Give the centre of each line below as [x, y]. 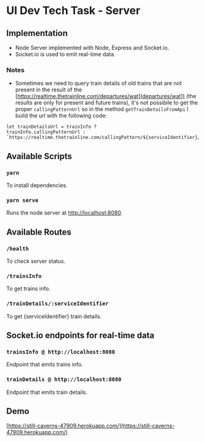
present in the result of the [49, 90]
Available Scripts [39, 156]
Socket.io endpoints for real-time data [80, 335]
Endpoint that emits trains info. [45, 365]
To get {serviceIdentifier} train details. [54, 316]
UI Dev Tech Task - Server [73, 11]
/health [18, 248]
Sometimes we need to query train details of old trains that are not [98, 84]
